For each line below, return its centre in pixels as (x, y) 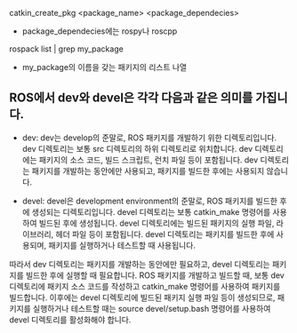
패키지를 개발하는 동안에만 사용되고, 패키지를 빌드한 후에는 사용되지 (148, 170)
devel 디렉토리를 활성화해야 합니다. (70, 320)
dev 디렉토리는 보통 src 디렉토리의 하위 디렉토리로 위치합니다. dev (137, 148)
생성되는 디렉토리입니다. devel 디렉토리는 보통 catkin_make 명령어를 (151, 211)
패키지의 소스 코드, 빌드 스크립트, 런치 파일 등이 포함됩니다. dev (148, 160)
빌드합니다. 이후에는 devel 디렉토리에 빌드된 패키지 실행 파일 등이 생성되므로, (142, 297)
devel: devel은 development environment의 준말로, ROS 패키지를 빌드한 (150, 201)
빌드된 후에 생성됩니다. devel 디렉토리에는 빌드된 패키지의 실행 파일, (157, 223)
